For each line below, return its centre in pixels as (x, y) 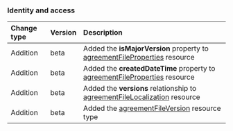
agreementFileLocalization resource (141, 97)
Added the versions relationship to (140, 89)
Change (24, 28)
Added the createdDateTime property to (149, 69)
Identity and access (41, 10)
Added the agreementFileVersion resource (152, 108)
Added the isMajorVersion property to (146, 49)
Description (103, 33)
